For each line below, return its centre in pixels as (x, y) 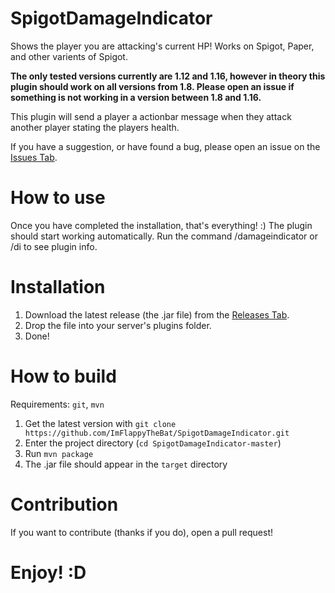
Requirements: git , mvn (57, 404)
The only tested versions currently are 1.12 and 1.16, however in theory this (168, 76)
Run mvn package (59, 453)
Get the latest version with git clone (100, 423)
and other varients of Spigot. (69, 56)
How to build (63, 376)
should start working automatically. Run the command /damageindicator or (164, 236)
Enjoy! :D (48, 572)
